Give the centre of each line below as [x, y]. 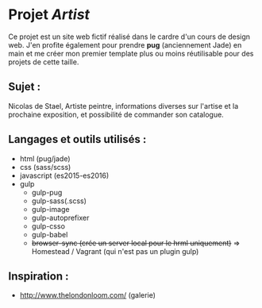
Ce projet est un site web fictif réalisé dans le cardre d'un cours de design [129, 37]
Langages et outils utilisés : [77, 139]
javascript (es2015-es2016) [64, 175]
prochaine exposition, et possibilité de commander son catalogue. [116, 114]
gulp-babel [50, 234]
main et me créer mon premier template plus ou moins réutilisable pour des [131, 53]
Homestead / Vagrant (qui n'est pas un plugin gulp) [115, 251]
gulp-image [50, 209]
